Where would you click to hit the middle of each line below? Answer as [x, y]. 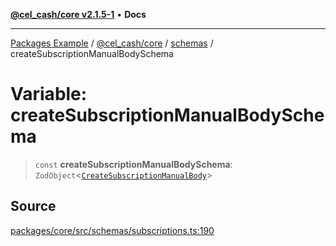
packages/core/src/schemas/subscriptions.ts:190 [112, 230]
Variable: [49, 94]
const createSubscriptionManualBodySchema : [133, 164]
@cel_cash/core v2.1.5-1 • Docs [78, 14]
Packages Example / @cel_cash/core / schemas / [112, 43]
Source [33, 206]
